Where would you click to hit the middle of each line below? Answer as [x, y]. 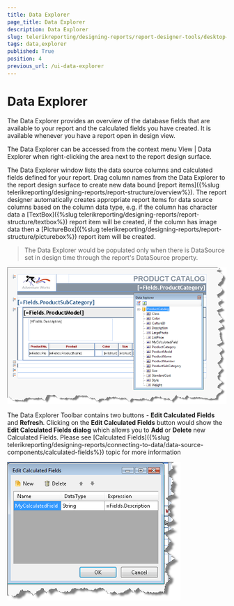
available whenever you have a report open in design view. [91, 135]
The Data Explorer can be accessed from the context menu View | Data [109, 149]
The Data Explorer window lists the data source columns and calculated [110, 170]
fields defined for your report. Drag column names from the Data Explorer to [116, 177]
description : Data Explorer [48, 29]
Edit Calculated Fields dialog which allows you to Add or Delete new [106, 430]
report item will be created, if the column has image [143, 222]
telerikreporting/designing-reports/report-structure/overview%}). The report [117, 192]
